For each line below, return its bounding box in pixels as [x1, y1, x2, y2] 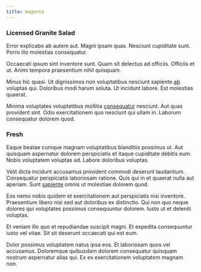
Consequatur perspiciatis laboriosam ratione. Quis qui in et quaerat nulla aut [6, 174, 194, 182]
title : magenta [6, 8, 44, 15]
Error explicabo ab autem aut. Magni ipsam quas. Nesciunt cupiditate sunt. [6, 42, 191, 49]
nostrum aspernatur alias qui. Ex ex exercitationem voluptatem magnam [6, 254, 184, 261]
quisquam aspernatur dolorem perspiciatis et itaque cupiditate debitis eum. [6, 150, 192, 158]
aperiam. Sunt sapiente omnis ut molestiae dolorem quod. [6, 181, 149, 188]
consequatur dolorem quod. [6, 115, 75, 122]
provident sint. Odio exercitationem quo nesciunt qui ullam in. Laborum [6, 108, 181, 116]
